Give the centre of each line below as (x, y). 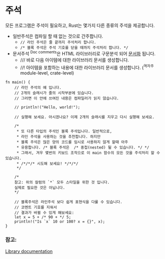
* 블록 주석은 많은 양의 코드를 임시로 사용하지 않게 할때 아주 (72, 142)
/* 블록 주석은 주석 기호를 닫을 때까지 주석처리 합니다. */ (74, 48)
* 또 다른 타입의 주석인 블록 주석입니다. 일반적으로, (64, 132)
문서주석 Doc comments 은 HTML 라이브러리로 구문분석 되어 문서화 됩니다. (84, 53)
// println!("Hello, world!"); (47, 107)
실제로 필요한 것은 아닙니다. (40, 188)
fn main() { (18, 82)
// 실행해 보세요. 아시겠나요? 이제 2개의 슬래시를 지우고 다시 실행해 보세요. (85, 117)
